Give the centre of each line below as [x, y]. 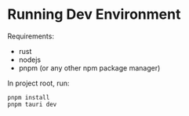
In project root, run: [38, 83]
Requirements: [31, 36]
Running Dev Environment [94, 14]
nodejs [29, 60]
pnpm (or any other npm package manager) [89, 67]
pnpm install [29, 97]
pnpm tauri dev [32, 104]
